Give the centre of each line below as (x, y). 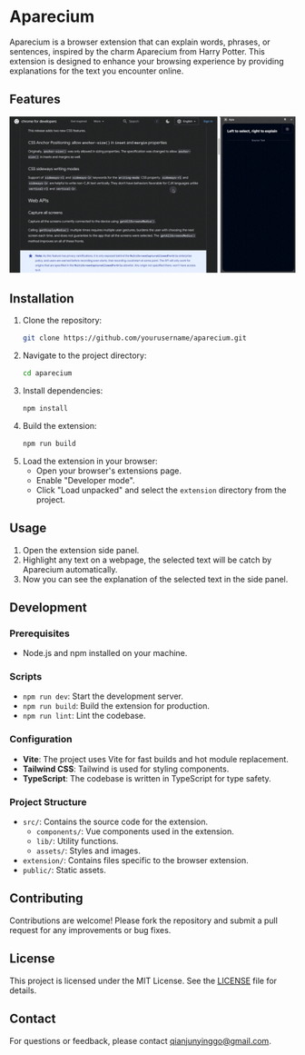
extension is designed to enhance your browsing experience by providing (147, 61)
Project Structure (48, 801)
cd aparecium (47, 373)
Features (35, 100)
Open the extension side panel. (81, 550)
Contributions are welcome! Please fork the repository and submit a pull (144, 921)
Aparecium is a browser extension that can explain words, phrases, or (140, 42)
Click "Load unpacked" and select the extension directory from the (161, 490)
